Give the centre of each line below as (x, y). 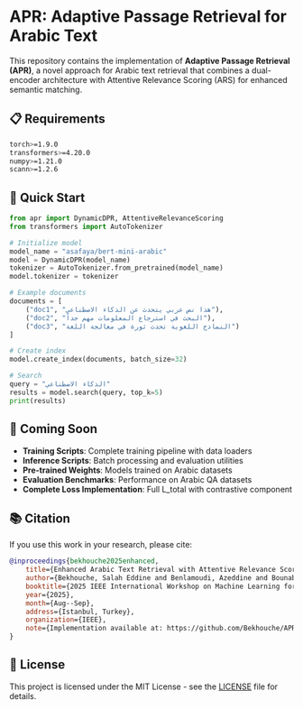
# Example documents (48, 293)
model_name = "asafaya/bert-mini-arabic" (88, 251)
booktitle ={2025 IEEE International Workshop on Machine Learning (153, 586)
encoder (25, 79)
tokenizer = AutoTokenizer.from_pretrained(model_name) (116, 268)
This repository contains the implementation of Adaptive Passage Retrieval (150, 60)
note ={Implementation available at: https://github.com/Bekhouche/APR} (163, 629)
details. (23, 695)
